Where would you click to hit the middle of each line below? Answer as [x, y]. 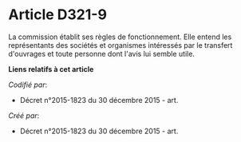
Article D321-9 [58, 15]
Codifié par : [28, 85]
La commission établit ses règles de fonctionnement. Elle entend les [120, 37]
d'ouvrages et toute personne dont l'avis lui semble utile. [102, 53]
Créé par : [24, 115]
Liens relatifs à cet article [51, 69]
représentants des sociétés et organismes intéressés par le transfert [120, 45]
